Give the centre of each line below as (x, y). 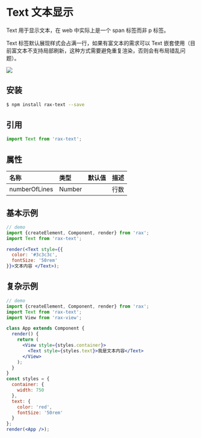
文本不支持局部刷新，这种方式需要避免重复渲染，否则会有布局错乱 (98, 50)
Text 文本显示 (40, 12)
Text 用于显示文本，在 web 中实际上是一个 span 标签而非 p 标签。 (88, 30)
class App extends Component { (45, 328)
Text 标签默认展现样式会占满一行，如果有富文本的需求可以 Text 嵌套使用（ (98, 43)
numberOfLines (31, 189)
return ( (28, 340)
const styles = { (28, 379)
